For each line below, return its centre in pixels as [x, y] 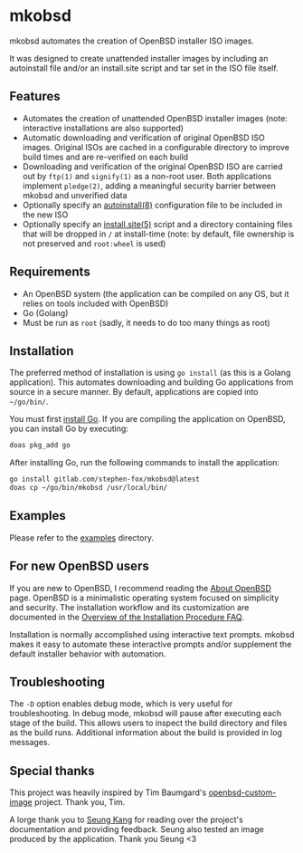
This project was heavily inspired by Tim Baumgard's [108, 792]
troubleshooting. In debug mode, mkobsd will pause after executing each [146, 714]
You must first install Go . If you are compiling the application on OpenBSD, [147, 419]
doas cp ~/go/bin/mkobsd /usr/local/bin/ [89, 488]
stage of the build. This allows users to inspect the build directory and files [148, 723]
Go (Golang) [45, 312]
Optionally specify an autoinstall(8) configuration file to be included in [152, 205]
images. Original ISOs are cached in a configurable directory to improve [156, 147]
